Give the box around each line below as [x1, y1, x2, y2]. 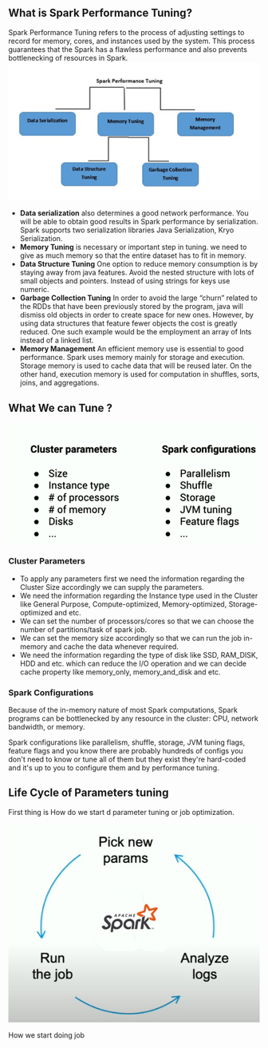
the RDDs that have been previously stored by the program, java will [19, 302, 243, 311]
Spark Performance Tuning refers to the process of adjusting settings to [8, 27, 245, 37]
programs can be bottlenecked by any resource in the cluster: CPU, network [8, 714, 259, 723]
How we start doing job [8, 1030, 85, 1040]
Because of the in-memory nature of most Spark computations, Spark [8, 705, 238, 714]
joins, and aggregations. [19, 378, 100, 388]
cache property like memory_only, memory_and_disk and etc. [19, 666, 221, 677]
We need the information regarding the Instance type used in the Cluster [19, 591, 258, 600]
